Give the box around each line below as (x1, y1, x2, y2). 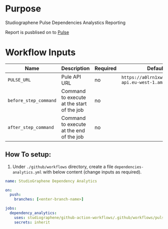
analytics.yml (12, 169, 42, 175)
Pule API (61, 73, 81, 80)
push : (9, 192, 21, 197)
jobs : (5, 206, 16, 211)
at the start (61, 100, 87, 107)
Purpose (5, 3, 41, 14)
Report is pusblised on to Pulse (5, 29, 69, 35)
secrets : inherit (14, 219, 50, 225)
